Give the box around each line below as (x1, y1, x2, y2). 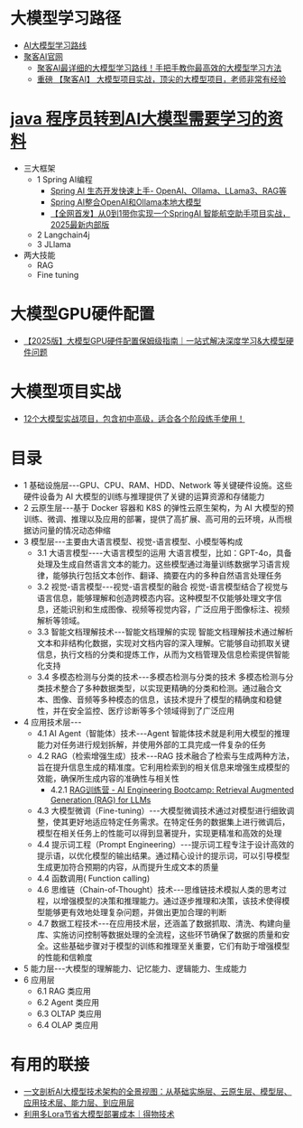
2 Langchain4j (36, 229, 90, 240)
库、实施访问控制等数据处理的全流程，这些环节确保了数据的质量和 (36, 929, 282, 939)
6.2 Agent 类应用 (36, 996, 100, 1007)
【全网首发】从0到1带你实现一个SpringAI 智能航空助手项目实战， (50, 208, 291, 218)
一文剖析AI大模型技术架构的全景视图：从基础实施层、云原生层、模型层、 (23, 1086, 292, 1096)
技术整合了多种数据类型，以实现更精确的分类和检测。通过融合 (44, 682, 274, 693)
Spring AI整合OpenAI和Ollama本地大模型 (50, 196, 202, 208)
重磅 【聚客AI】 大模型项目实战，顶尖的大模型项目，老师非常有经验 (36, 73, 287, 84)
